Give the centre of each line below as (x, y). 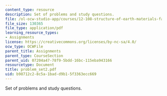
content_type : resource (30, 10)
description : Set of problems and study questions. (60, 14)
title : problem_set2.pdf (31, 70)
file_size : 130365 (24, 24)
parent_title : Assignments (33, 51)
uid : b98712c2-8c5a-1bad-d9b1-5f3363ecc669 (51, 74)
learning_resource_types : (32, 33)
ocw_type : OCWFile (24, 47)
